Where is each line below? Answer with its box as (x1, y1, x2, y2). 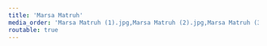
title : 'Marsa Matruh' (8, 11, 83, 19)
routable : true (8, 26, 59, 34)
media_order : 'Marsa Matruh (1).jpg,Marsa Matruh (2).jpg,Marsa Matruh (8, 19, 250, 27)
